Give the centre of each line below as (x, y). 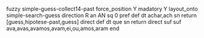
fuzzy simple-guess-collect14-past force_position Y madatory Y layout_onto (102, 9)
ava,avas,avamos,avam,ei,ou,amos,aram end (63, 28)
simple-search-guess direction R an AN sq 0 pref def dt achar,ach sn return (102, 15)
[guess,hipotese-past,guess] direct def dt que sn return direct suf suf (94, 22)
